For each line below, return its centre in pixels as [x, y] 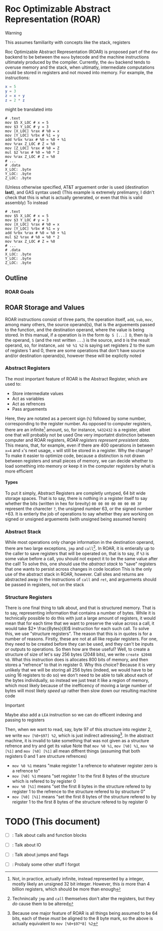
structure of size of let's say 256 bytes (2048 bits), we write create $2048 [79, 654]
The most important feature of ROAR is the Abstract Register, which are [76, 378]
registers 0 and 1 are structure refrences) [46, 756]
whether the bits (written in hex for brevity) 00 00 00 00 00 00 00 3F [73, 503]
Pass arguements [29, 409]
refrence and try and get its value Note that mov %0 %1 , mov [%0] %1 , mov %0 [79, 746]
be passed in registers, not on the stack [45, 584]
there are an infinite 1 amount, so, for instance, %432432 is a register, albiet [78, 429]
